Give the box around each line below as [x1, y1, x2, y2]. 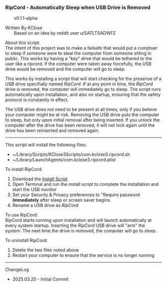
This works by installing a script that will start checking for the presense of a [5, 76, 162, 82]
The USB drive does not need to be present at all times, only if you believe [5, 106, 157, 113]
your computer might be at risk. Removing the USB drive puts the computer [5, 112, 160, 118]
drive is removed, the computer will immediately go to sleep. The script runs [5, 86, 161, 92]
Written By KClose [5, 25, 42, 31]
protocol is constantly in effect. [5, 97, 69, 103]
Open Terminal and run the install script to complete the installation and [12, 181, 159, 187]
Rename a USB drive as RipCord [12, 203, 79, 209]
